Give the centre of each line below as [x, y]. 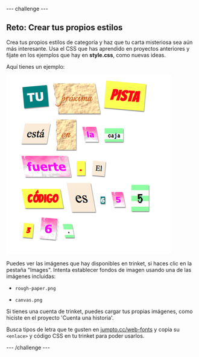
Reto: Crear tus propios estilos [65, 27]
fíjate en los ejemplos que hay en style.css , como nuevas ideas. [86, 55]
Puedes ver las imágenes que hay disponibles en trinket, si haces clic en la [99, 263]
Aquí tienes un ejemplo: [36, 66]
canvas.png [29, 300]
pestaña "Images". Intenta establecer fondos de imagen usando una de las [99, 270]
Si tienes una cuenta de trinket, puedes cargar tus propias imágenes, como [99, 311]
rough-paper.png [35, 288]
